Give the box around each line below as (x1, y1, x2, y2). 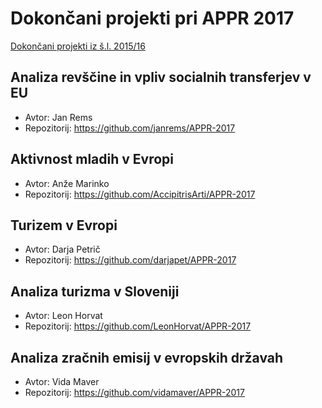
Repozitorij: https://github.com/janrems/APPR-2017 (24, 122, 236, 134)
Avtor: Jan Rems (24, 111, 93, 123)
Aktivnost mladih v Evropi (10, 151, 174, 168)
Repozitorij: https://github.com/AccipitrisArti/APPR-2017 (24, 188, 256, 200)
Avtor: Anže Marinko (24, 177, 110, 189)
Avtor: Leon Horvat (24, 310, 103, 322)
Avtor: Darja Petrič (24, 243, 101, 256)
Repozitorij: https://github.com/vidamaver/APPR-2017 (24, 387, 245, 398)
